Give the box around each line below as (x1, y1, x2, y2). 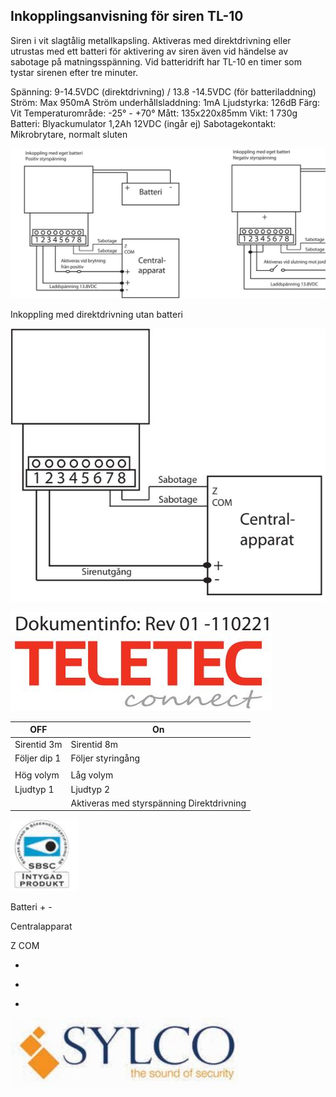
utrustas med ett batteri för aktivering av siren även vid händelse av (10, 45, 289, 57)
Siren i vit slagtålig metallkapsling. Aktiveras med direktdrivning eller (10, 34, 292, 46)
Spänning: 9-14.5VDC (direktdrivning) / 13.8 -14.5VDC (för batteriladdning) (10, 85, 317, 98)
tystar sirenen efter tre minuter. (10, 66, 139, 78)
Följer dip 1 (14, 752, 62, 764)
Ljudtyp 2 (70, 783, 110, 795)
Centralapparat (10, 920, 73, 933)
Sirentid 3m (14, 738, 63, 750)
